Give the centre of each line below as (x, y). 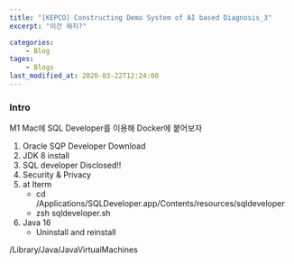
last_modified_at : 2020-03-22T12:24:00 (84, 76)
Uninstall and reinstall (76, 232)
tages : (22, 59)
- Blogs (40, 68)
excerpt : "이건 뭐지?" (48, 26)
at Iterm (37, 185)
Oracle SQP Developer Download (84, 146)
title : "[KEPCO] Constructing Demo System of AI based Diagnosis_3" (141, 18)
